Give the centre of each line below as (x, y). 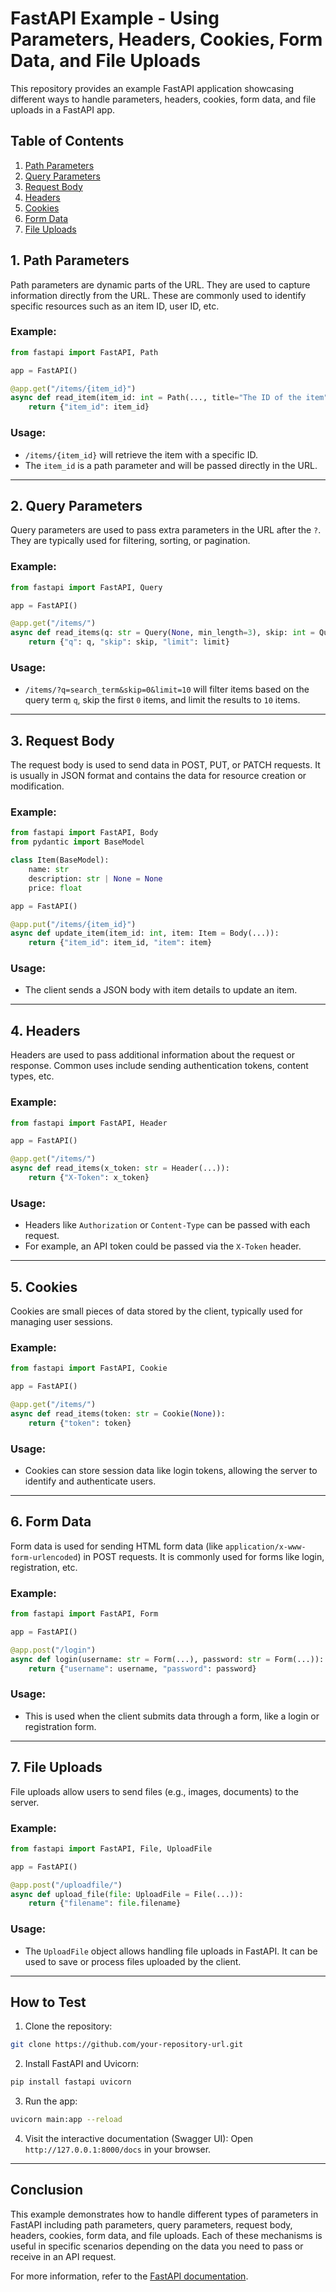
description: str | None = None (95, 878)
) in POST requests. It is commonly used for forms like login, (201, 1556)
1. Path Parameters (70, 260)
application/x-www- (265, 1547)
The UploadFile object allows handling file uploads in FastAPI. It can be (171, 1951)
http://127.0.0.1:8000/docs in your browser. (118, 2149)
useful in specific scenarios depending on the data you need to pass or (157, 2246)
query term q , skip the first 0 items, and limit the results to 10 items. (162, 700)
